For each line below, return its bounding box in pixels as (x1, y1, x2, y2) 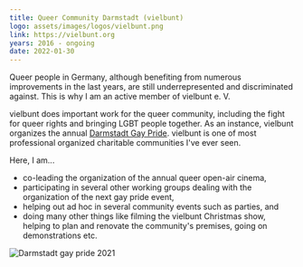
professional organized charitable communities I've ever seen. (9, 138, 241, 148)
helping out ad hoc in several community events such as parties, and (22, 201, 279, 213)
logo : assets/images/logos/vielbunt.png (9, 22, 165, 31)
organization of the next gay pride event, (22, 192, 175, 203)
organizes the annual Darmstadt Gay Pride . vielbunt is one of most (9, 128, 257, 138)
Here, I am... (9, 155, 55, 166)
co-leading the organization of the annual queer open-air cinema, (22, 173, 267, 184)
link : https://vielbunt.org (9, 30, 116, 39)
